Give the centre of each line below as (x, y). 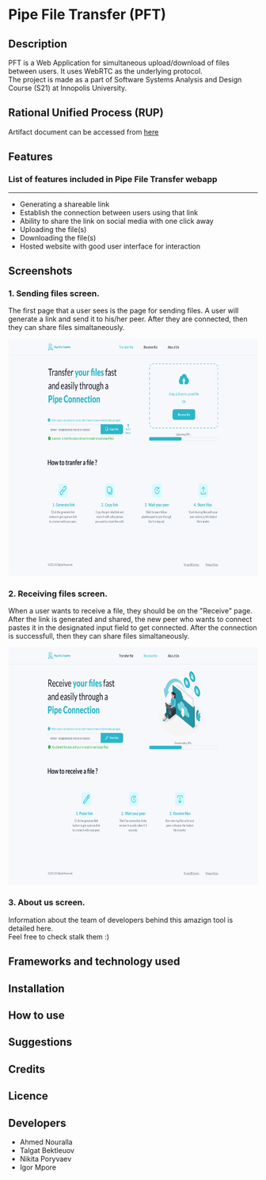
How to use (36, 1015)
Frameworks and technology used (94, 962)
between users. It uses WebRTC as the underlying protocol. (106, 71)
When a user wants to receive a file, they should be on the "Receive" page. (131, 611)
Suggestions (40, 1042)
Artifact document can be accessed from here (84, 131)
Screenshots (40, 271)
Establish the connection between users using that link (109, 212)
